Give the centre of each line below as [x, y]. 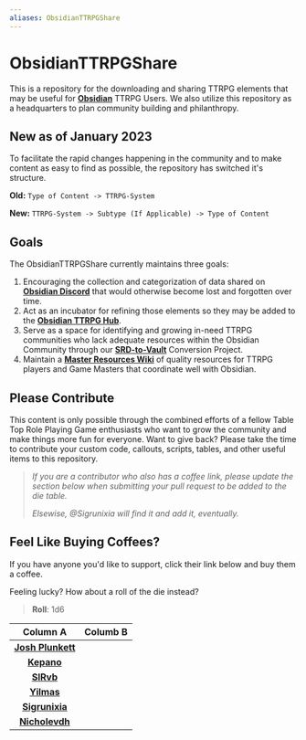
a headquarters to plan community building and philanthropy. [124, 108]
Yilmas [45, 692]
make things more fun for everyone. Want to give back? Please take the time [153, 439]
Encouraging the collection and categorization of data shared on [144, 282]
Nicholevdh [45, 721]
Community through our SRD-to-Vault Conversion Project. [133, 350]
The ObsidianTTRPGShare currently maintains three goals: [119, 264]
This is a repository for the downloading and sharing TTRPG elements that [149, 89]
